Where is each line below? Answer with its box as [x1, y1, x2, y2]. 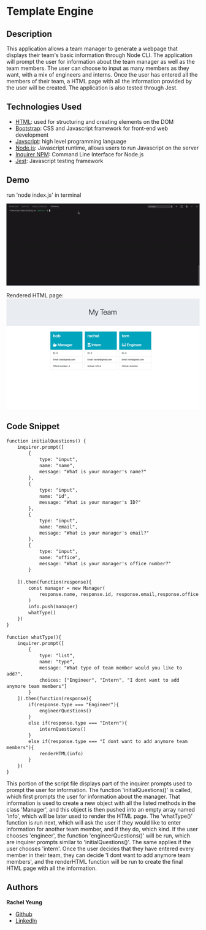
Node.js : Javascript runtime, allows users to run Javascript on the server [15, 144, 199, 151]
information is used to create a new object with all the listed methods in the [6, 799, 196, 807]
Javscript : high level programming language [15, 137, 127, 145]
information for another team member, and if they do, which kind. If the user [6, 826, 198, 833]
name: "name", [39, 463, 75, 469]
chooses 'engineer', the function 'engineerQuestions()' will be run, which [6, 832, 191, 839]
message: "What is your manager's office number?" [39, 561, 172, 567]
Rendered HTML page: [6, 291, 64, 299]
